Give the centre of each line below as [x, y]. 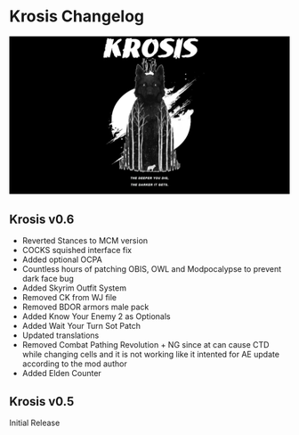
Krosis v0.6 [42, 219]
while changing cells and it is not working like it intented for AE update [151, 355]
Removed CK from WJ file [69, 298]
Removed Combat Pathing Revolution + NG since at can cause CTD [145, 345]
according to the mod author [74, 364]
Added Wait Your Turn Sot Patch [81, 326]
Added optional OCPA [62, 259]
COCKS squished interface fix [77, 250]
